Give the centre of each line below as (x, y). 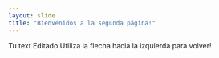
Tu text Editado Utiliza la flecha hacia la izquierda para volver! (110, 45)
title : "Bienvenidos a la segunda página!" (82, 23)
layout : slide (32, 15)
